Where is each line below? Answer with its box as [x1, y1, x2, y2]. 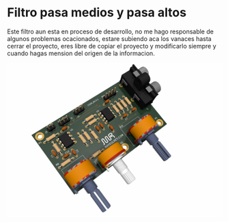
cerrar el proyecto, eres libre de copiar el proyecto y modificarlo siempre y [7, 42, 216, 50]
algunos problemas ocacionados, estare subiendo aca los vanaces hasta [7, 34, 212, 42]
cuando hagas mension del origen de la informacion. [7, 49, 155, 57]
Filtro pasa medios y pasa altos [7, 5, 186, 20]
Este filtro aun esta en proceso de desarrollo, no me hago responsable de [7, 27, 214, 36]
